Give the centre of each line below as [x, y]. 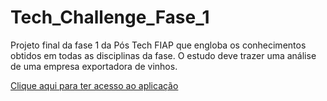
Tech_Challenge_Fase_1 [110, 17]
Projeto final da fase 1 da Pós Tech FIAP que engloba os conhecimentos [158, 45]
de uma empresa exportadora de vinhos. [94, 66]
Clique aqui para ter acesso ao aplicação [94, 85]
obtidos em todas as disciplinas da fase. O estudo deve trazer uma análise [163, 55]
